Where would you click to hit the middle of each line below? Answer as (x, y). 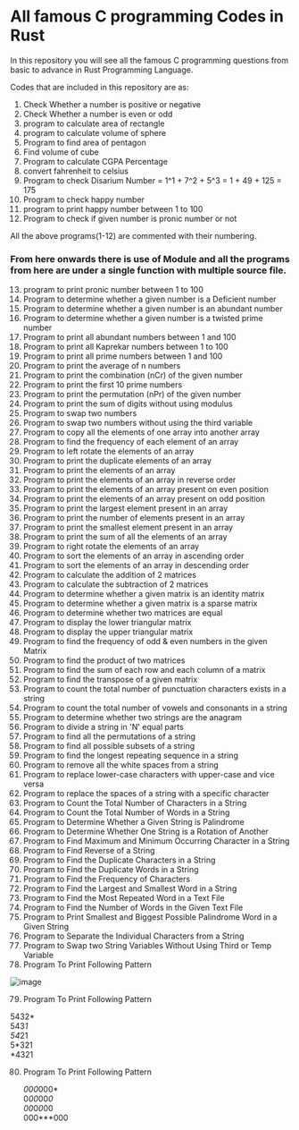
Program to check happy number (84, 200)
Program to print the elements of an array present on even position (145, 489)
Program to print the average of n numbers (102, 366)
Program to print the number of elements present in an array (134, 518)
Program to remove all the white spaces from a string (121, 765)
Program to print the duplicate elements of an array (117, 461)
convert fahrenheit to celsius (75, 171)
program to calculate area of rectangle (94, 123)
